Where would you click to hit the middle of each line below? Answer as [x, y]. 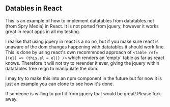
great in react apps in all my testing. [43, 31]
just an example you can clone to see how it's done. [60, 84]
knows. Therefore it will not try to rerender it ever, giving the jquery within [82, 63]
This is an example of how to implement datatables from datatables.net [80, 20]
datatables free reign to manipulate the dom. [52, 68]
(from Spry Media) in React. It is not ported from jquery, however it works [82, 26]
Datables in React [34, 8]
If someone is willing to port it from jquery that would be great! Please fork [83, 93]
